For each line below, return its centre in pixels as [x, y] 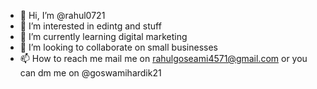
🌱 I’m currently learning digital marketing [103, 36]
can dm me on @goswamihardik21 [90, 73]
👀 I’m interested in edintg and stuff [90, 26]
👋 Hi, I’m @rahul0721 [62, 15]
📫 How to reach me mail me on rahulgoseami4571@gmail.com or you [163, 58]
